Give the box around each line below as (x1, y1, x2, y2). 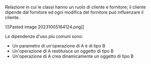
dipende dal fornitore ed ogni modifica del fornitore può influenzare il (5, 9, 144, 15)
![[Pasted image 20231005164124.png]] (5, 24, 84, 30)
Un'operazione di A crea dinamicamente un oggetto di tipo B (12, 53, 134, 59)
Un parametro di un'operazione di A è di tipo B (12, 43, 106, 48)
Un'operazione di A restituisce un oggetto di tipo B (12, 48, 113, 54)
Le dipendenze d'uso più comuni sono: (5, 34, 83, 39)
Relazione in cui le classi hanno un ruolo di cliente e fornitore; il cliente (5, 4, 146, 10)
